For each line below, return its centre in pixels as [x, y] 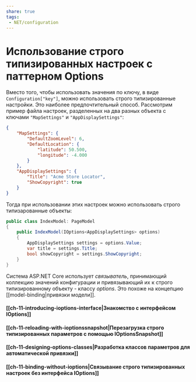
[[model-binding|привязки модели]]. [51, 295]
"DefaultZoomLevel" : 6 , [56, 139]
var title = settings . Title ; [62, 249]
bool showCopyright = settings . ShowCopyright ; [85, 254]
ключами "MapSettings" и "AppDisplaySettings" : [65, 117]
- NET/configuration [34, 22]
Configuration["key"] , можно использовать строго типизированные [91, 99]
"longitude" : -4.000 [62, 155]
